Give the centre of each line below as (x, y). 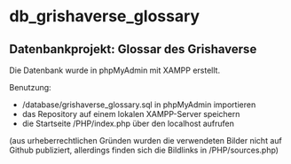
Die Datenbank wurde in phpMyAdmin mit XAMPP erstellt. (114, 70)
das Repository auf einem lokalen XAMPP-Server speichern (131, 114)
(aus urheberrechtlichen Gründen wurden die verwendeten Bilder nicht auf (145, 141)
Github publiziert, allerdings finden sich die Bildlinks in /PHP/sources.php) (144, 150)
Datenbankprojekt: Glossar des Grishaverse (133, 49)
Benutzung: (30, 87)
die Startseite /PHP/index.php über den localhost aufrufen (128, 123)
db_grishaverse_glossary (105, 16)
